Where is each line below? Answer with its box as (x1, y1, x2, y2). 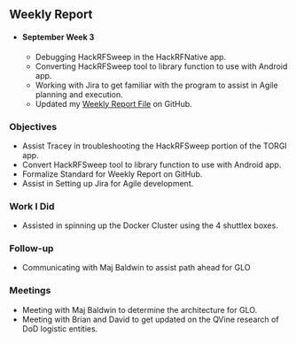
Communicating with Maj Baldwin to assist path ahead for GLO (21, 263, 251, 273)
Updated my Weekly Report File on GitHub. (35, 98, 192, 109)
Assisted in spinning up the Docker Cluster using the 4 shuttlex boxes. (21, 220, 279, 231)
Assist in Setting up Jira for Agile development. (21, 178, 194, 188)
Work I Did (9, 200, 55, 212)
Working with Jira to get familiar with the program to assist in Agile (35, 80, 278, 90)
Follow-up (9, 242, 54, 255)
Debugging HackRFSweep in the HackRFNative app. (35, 51, 227, 62)
